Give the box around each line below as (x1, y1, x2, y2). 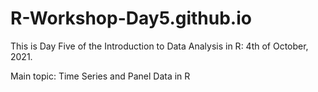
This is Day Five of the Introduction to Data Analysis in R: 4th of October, (10, 40, 309, 52)
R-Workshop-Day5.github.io (10, 7, 252, 30)
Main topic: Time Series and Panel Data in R (10, 70, 191, 82)
